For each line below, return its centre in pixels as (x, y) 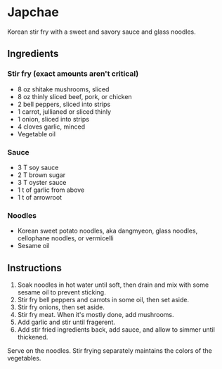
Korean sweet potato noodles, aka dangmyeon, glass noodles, (107, 231)
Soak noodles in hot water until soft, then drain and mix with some (113, 285)
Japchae (33, 12)
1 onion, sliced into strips (53, 119)
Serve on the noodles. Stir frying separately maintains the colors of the (110, 351)
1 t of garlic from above (51, 190)
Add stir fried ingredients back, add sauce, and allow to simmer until (116, 330)
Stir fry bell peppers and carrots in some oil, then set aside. (103, 300)
